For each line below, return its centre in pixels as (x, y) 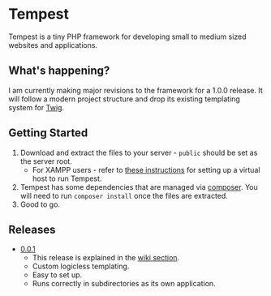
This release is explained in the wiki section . (106, 258)
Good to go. (40, 204)
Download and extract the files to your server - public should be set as (139, 152)
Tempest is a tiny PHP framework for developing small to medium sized (127, 36)
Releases (32, 229)
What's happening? (59, 71)
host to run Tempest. (67, 178)
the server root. (46, 161)
